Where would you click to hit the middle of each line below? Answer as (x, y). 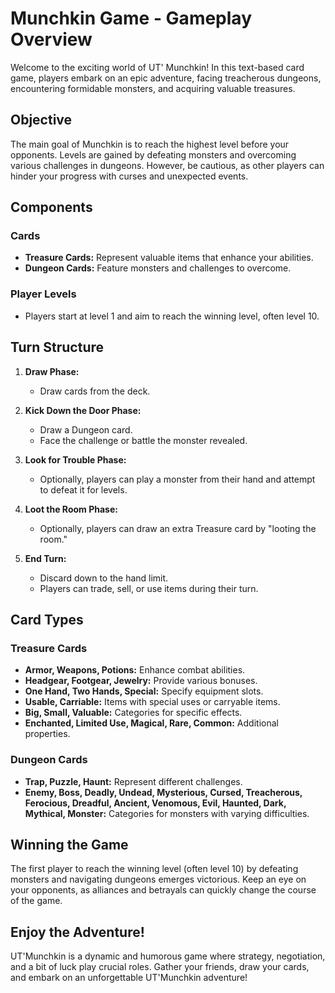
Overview (51, 39)
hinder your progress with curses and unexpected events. (129, 176)
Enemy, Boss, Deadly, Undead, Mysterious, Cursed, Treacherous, (163, 792)
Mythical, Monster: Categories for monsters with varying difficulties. (167, 813)
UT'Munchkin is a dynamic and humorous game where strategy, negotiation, (168, 956)
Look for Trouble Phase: (75, 459)
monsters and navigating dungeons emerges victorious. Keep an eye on (158, 879)
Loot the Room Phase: (71, 509)
